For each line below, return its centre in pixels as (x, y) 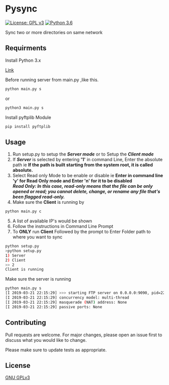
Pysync (21, 9)
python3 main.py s (24, 108)
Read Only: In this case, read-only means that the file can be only (82, 186)
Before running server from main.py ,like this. (52, 80)
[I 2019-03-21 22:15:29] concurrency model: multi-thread (67, 298)
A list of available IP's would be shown (52, 221)
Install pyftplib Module (28, 117)
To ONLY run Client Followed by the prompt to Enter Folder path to (81, 232)
